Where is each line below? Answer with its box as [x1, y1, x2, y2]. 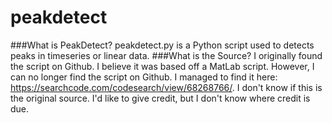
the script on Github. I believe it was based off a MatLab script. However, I [10, 60, 315, 72]
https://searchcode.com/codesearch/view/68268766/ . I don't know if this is [10, 81, 323, 93]
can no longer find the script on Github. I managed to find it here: [10, 71, 278, 83]
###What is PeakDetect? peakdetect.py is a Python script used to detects [10, 39, 315, 51]
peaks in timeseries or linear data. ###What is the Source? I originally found [10, 49, 323, 61]
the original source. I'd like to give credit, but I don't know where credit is [10, 92, 311, 104]
